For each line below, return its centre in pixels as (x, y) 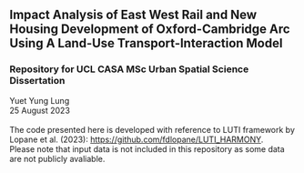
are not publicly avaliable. (57, 158)
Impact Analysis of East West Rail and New (133, 15)
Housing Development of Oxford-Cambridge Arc (150, 30)
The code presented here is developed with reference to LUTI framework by (152, 129)
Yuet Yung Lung (40, 100)
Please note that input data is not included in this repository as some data (147, 148)
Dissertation (37, 81)
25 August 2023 (40, 110)
